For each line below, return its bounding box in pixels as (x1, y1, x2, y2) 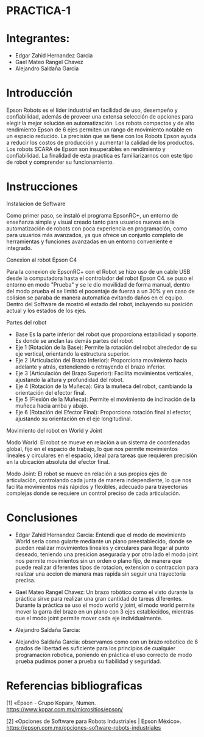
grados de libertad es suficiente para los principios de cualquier (15, 644, 175, 651)
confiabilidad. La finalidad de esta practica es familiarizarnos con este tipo (6, 152, 193, 159)
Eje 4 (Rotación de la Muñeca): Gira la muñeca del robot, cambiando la (15, 383, 193, 390)
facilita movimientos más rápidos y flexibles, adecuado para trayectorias (6, 483, 188, 490)
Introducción (6, 86, 73, 100)
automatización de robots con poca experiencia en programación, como (6, 225, 188, 232)
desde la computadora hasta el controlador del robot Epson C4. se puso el (6, 274, 193, 282)
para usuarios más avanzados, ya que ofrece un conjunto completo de (6, 232, 184, 238)
